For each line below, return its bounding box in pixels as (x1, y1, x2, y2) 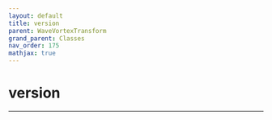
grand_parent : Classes (8, 34, 85, 43)
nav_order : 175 (8, 42, 60, 50)
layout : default (8, 11, 63, 20)
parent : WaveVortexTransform (8, 27, 107, 35)
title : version (8, 19, 60, 27)
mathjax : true (8, 49, 57, 57)
